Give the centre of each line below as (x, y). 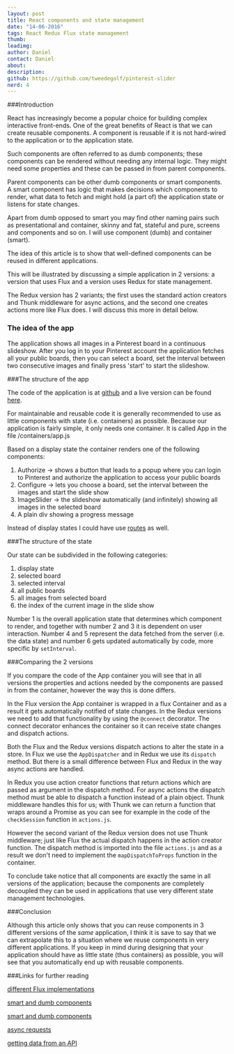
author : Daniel (29, 53)
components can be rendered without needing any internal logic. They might (117, 162)
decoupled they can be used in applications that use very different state (110, 890)
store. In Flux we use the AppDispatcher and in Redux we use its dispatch (112, 754)
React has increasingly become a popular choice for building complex (107, 118)
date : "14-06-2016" (36, 26)
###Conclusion (29, 911)
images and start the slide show (63, 492)
